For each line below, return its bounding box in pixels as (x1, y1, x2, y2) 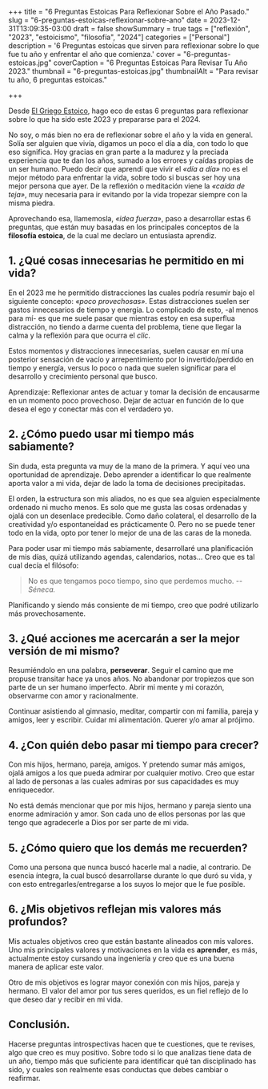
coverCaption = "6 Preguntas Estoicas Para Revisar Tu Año (53, 58, 248, 67)
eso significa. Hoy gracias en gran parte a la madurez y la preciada (8, 148, 230, 156)
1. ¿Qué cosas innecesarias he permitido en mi (8, 254, 245, 268)
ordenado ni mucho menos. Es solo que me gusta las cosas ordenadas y (8, 502, 248, 512)
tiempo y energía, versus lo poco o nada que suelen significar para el (8, 362, 236, 372)
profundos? (8, 915, 68, 929)
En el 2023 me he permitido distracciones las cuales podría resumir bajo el (8, 288, 255, 298)
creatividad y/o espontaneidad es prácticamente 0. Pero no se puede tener (8, 519, 256, 528)
